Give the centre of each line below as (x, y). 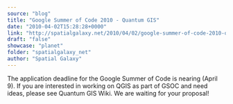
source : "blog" (29, 14)
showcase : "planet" (35, 46)
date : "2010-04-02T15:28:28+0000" (57, 26)
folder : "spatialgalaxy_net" (49, 53)
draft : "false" (29, 40)
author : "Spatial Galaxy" (44, 59)
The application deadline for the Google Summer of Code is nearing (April (113, 78)
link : (15, 33)
